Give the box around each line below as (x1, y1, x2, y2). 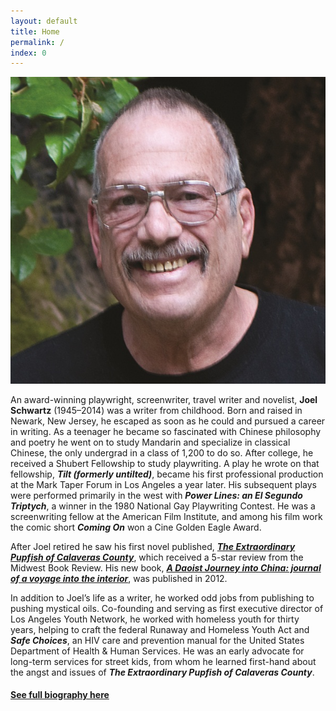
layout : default (10, 16, 78, 26)
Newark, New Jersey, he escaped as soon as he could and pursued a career (10, 415, 326, 427)
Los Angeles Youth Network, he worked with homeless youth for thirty (10, 613, 300, 625)
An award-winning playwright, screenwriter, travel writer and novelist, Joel (10, 393, 318, 405)
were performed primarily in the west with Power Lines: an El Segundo (10, 489, 303, 501)
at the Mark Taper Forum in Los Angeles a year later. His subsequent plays (10, 478, 317, 490)
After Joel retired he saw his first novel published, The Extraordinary (10, 540, 296, 552)
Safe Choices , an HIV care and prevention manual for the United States (10, 634, 305, 646)
